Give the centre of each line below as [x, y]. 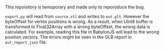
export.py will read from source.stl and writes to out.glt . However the [77, 16]
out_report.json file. [26, 42]
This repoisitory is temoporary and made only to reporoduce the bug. [75, 7]
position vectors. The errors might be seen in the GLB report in [68, 37]
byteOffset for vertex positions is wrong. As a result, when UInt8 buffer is [79, 22]
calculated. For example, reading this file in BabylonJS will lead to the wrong [82, 32]
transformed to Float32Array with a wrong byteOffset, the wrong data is [78, 27]
